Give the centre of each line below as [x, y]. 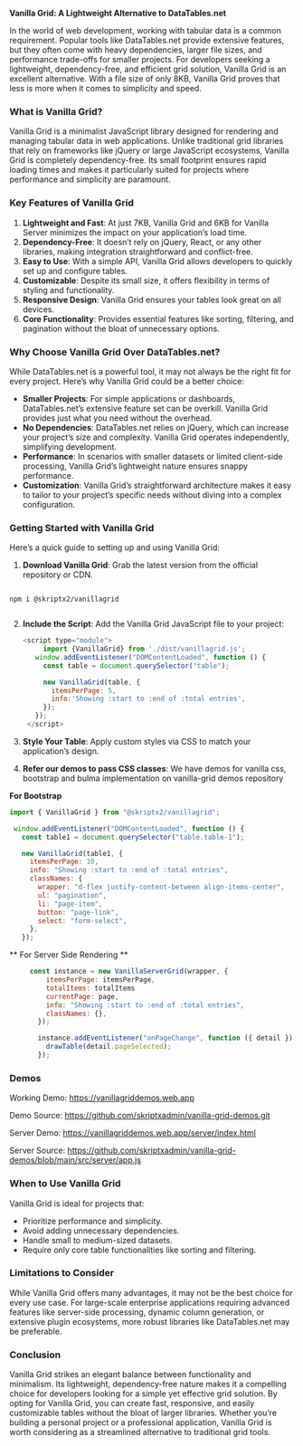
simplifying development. [70, 446]
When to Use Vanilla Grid [65, 1184]
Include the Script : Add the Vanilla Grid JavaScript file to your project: [153, 624]
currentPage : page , [82, 996]
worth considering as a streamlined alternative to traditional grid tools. [140, 1432]
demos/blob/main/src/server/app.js [76, 1160]
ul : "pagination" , [72, 895]
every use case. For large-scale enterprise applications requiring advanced [150, 1302]
